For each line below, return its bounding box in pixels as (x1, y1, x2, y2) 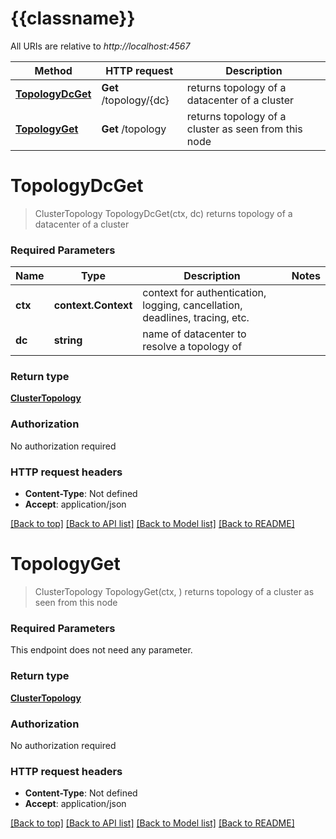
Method (34, 63, 73, 77)
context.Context (53, 298, 133, 312)
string (53, 333, 83, 347)
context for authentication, (142, 286, 267, 300)
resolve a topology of (142, 340, 243, 354)
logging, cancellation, (142, 298, 243, 312)
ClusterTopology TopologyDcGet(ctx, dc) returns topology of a (34, 207, 293, 219)
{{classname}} (10, 7, 136, 30)
